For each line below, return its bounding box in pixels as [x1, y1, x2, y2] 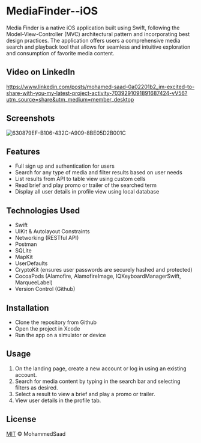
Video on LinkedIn [6, 67, 75, 78]
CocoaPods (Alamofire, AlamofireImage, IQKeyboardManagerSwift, [14, 272, 181, 280]
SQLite [14, 247, 32, 254]
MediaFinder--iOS [6, 4, 98, 18]
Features [6, 146, 40, 157]
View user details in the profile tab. [14, 397, 101, 404]
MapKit [14, 254, 33, 261]
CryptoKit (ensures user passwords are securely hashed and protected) [14, 266, 193, 273]
